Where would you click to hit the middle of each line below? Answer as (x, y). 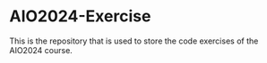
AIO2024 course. (41, 50)
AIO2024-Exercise (80, 16)
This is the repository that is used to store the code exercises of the (134, 41)
